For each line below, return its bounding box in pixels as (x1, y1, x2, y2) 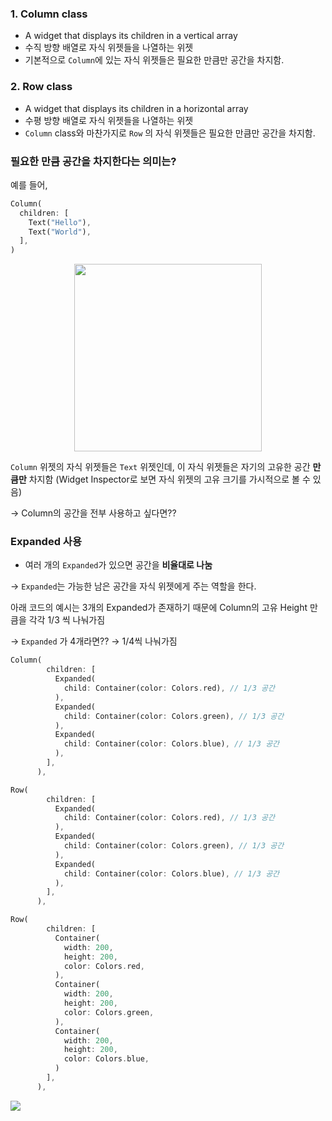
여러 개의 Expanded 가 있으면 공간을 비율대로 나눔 (24, 559, 213, 571)
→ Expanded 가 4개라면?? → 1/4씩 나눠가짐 (10, 635, 178, 647)
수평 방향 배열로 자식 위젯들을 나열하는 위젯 (24, 114, 194, 126)
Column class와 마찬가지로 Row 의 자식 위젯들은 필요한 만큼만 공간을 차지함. (24, 127, 316, 139)
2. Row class (10, 80, 73, 94)
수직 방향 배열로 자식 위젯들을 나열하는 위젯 (24, 42, 194, 54)
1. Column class (10, 7, 88, 21)
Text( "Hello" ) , (28, 217, 92, 227)
